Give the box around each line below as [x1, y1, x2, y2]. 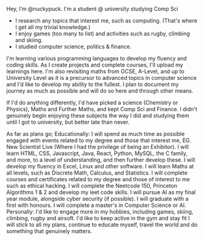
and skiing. [15, 37, 43, 43]
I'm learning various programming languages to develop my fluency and [6, 55, 187, 62]
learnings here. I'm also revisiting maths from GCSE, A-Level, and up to [6, 68, 185, 75]
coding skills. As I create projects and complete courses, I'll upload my [6, 61, 184, 68]
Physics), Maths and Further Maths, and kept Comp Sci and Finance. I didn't [6, 106, 198, 112]
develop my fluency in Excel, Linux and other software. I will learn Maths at [6, 163, 194, 170]
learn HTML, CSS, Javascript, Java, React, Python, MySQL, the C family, [6, 149, 188, 157]
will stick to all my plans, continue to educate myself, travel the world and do [6, 221, 198, 228]
